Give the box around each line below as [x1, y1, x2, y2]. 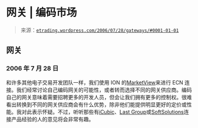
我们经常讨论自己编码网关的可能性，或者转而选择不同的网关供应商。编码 [16, 86, 192, 93]
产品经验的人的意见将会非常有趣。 [11, 116, 94, 123]
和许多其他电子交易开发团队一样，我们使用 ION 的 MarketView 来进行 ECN [6, 79, 184, 86]
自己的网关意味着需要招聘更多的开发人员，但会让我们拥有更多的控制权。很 [6, 93, 187, 100]
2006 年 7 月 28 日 [6, 65, 59, 73]
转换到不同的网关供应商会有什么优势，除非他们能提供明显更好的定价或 [16, 101, 187, 108]
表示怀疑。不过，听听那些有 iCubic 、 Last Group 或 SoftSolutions [31, 108, 184, 115]
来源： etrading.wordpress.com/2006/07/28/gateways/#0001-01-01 [20, 26, 179, 33]
